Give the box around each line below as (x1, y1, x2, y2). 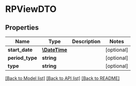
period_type (7, 55, 37, 61)
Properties (5, 23, 39, 32)
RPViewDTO (5, 3, 56, 15)
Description (72, 38, 101, 45)
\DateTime (41, 46, 67, 53)
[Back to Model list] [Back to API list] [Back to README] (5, 76, 120, 81)
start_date (7, 46, 33, 53)
